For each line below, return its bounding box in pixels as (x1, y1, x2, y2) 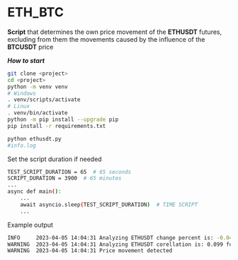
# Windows (7, 90, 37, 97)
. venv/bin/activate (7, 110, 69, 117)
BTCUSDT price (7, 42, 54, 51)
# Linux (7, 103, 30, 110)
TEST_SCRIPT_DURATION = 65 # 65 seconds (7, 168, 132, 175)
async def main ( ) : (7, 188, 62, 195)
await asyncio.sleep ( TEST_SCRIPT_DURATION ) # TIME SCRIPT (20, 201, 198, 208)
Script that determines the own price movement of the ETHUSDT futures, (7, 28, 222, 36)
